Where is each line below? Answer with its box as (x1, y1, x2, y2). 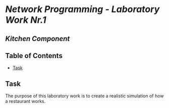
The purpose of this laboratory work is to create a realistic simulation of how (5, 93, 164, 99)
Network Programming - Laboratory (5, 4, 160, 15)
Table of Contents (5, 51, 63, 60)
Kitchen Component (5, 34, 70, 43)
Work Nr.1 (5, 14, 46, 26)
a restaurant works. (5, 98, 46, 104)
